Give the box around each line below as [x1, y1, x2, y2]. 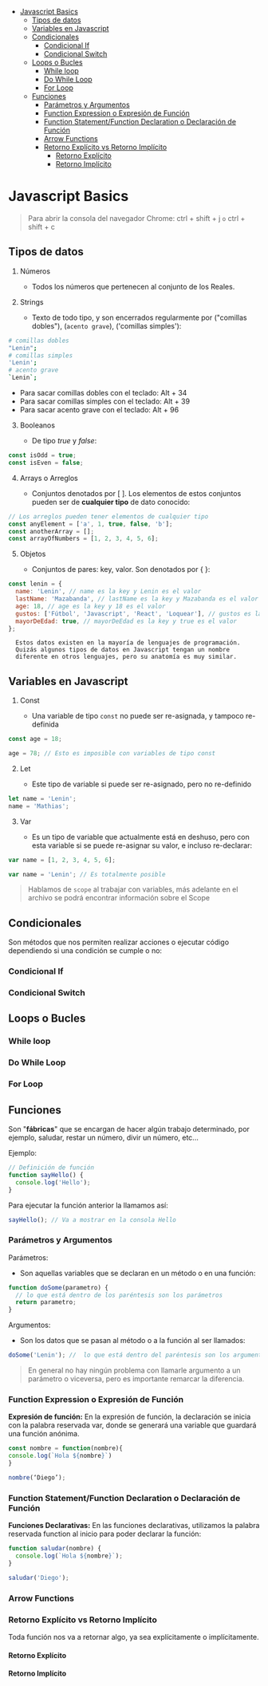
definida [31, 719, 59, 729]
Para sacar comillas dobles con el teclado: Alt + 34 [19, 388, 187, 397]
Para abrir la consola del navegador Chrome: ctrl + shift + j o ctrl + [27, 213, 246, 223]
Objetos [19, 550, 46, 559]
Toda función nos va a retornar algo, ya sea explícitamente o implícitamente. [8, 1632, 259, 1641]
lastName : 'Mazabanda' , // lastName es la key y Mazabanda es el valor [15, 595, 259, 603]
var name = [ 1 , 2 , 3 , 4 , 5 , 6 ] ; [8, 856, 116, 864]
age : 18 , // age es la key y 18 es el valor [15, 602, 166, 610]
